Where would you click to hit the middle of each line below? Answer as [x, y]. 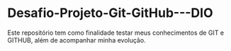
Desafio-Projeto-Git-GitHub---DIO [110, 13]
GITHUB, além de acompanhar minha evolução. [77, 40]
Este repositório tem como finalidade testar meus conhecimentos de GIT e [116, 33]
